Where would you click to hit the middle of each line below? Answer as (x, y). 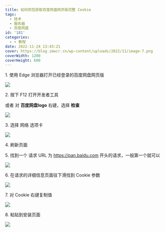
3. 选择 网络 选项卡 (24, 125)
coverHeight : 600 (23, 60)
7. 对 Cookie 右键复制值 (29, 195)
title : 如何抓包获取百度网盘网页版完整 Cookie (48, 10)
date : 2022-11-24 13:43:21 (33, 46)
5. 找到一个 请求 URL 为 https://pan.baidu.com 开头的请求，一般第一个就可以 (82, 155)
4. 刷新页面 (16, 145)
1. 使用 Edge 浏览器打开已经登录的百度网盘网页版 (55, 75)
